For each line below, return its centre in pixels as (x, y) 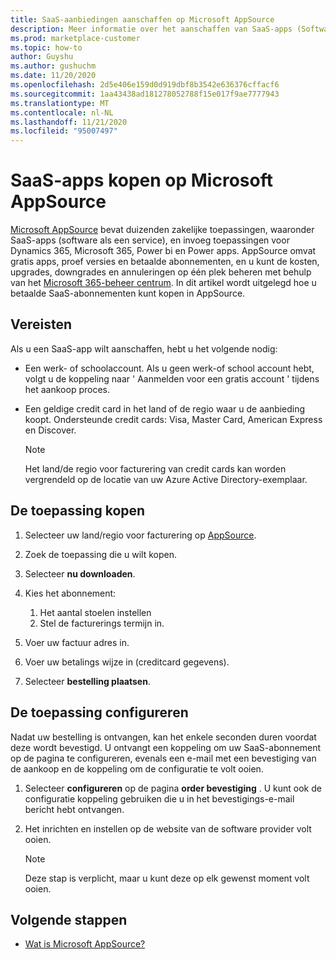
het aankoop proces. (67, 389)
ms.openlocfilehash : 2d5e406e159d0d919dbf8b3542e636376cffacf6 (145, 85)
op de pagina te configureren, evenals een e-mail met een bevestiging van (163, 758)
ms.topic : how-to (46, 47)
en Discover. (50, 430)
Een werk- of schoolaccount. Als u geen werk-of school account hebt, (169, 368)
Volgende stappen (69, 919)
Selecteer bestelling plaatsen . (87, 681)
